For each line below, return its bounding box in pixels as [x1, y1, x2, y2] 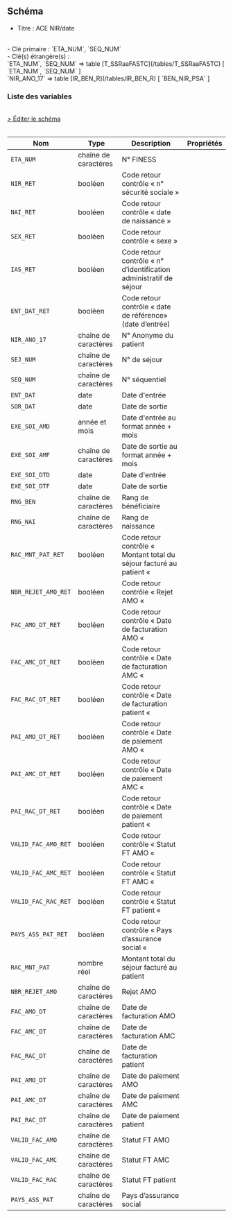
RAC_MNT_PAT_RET [10, 551, 64, 559]
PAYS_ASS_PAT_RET [10, 931, 68, 938]
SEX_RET [10, 232, 36, 241]
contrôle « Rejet [121, 587, 173, 597]
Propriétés [187, 139, 223, 148]
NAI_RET [10, 208, 36, 216]
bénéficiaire [121, 501, 161, 511]
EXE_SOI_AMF [10, 451, 51, 459]
